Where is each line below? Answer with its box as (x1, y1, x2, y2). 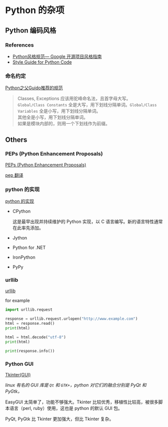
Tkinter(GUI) (5, 371, 31, 377)
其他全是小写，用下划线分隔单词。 (17, 114, 88, 120)
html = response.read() (5, 321, 55, 326)
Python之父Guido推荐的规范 (5, 85, 63, 91)
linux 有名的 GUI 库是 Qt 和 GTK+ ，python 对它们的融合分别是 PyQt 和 (5, 382, 147, 388)
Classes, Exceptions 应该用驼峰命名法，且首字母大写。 (17, 96, 131, 102)
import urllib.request (5, 307, 53, 312)
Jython (12, 235, 28, 241)
